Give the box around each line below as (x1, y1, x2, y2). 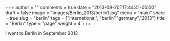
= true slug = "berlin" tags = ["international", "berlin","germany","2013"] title (5, 15, 165, 21)
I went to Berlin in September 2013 (5, 30, 78, 36)
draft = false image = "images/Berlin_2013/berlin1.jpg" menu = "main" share (5, 10, 165, 16)
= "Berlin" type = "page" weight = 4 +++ (5, 20, 91, 26)
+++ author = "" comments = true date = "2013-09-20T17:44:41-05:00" (5, 5, 157, 10)
